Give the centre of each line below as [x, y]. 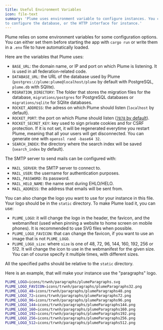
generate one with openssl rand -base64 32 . [56, 139]
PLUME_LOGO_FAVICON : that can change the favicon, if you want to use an [83, 233]
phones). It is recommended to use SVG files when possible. [72, 228]
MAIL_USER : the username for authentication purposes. [66, 173]
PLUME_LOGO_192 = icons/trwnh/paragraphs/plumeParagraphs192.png [70, 314]
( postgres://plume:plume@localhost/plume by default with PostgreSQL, [83, 82]
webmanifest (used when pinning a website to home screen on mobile [82, 223]
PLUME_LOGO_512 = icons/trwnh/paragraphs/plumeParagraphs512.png [70, 323]
